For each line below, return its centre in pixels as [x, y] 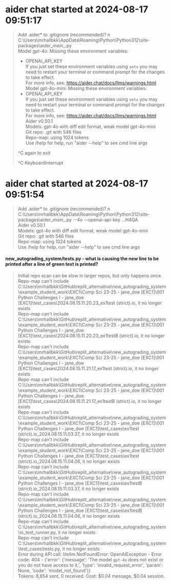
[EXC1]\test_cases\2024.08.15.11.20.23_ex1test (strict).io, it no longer [90, 303]
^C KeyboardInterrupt [40, 162]
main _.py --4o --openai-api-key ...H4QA [95, 220]
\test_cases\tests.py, [39, 549]
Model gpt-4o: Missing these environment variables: [73, 51]
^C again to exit [34, 153]
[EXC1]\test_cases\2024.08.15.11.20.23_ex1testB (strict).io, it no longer [91, 336]
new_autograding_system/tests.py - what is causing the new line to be [82, 259]
